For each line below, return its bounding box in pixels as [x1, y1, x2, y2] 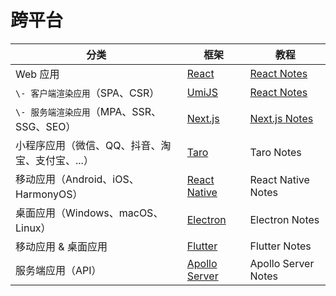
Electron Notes [249, 212, 320, 226]
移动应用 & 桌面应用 [15, 239, 108, 253]
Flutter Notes [249, 239, 312, 253]
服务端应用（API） [15, 263, 102, 277]
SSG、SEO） [15, 119, 77, 133]
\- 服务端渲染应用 [15, 106, 91, 118]
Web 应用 [15, 67, 60, 81]
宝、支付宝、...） [15, 153, 94, 167]
